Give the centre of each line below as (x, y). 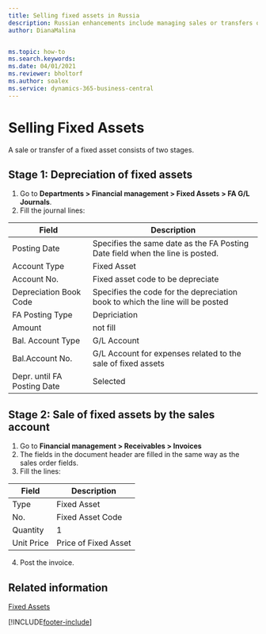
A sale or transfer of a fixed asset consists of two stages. (101, 150)
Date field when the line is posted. (156, 253)
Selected (109, 382)
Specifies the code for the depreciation (165, 292)
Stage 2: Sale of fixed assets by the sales (112, 415)
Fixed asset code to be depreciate (156, 279)
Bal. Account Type (46, 340)
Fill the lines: (40, 471)
